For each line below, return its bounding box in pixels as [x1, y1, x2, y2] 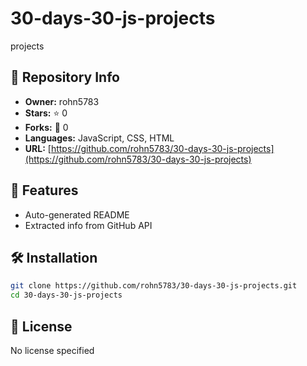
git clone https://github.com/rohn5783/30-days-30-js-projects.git [10, 281, 298, 291]
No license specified [10, 344, 95, 356]
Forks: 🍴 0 [24, 121, 69, 133]
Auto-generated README [24, 208, 130, 221]
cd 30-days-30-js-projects [10, 290, 123, 301]
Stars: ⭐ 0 [24, 107, 68, 119]
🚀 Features [10, 182, 79, 199]
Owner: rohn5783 [24, 95, 100, 107]
